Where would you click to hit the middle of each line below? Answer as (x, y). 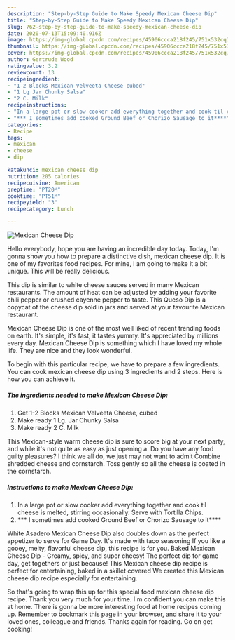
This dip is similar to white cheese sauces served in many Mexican (103, 285)
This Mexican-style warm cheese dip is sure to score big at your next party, (116, 441)
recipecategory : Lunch (40, 209)
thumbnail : (23, 46)
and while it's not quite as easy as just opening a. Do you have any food (111, 448)
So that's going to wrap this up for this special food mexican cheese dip (111, 592)
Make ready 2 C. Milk (48, 427)
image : (17, 40)
